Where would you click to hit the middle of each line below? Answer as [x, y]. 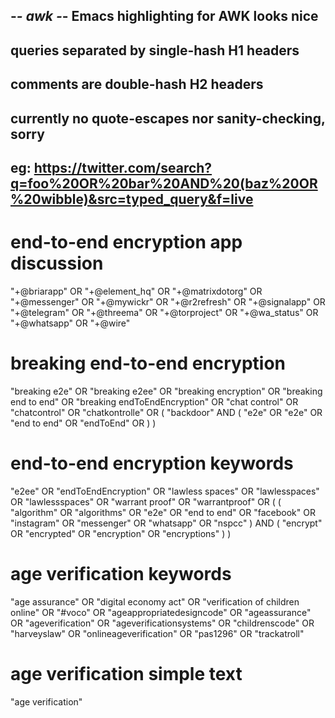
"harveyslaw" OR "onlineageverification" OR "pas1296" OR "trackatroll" [157, 633]
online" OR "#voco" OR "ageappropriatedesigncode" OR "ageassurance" [161, 612]
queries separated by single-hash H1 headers [155, 50]
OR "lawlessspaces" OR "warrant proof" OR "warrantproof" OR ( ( [146, 501]
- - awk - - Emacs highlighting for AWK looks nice [164, 16]
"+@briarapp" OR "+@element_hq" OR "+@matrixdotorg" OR [136, 291]
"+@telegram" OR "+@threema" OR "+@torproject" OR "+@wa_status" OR [164, 312]
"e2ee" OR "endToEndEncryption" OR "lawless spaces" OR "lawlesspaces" [165, 491]
